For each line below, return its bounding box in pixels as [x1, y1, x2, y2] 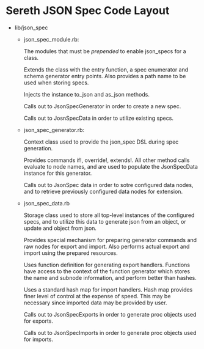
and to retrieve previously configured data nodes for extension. [23, 188, 183, 195]
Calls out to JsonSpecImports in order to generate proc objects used [23, 329, 197, 336]
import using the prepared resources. [23, 249, 118, 257]
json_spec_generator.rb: [23, 126, 85, 133]
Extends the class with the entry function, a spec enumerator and [23, 65, 189, 73]
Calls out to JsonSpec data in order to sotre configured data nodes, [23, 181, 194, 188]
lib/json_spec [14, 24, 48, 31]
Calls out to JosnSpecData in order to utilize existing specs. [23, 114, 173, 122]
